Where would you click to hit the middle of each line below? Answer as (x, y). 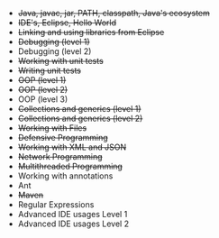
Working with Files (52, 128)
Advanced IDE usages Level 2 (73, 224)
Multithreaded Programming (70, 166)
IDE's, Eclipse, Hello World (67, 23)
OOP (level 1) (42, 80)
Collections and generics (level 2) (80, 118)
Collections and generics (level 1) (79, 109)
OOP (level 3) (43, 99)
